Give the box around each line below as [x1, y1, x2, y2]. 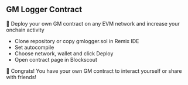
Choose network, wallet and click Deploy [14, 49, 114, 57]
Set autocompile [14, 44, 54, 51]
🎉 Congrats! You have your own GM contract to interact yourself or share [6, 67, 183, 75]
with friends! [6, 73, 37, 80]
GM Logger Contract [6, 5, 83, 15]
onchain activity [6, 26, 45, 33]
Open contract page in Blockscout [14, 56, 98, 63]
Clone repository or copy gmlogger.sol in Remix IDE [14, 37, 139, 44]
